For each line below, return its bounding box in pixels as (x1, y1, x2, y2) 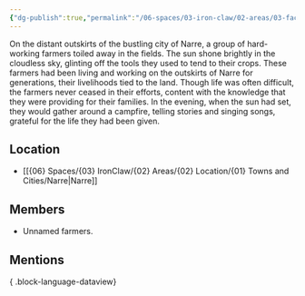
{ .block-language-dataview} (9, 276, 117, 287)
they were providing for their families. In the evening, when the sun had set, (9, 96, 292, 107)
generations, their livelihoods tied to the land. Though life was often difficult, (9, 76, 295, 87)
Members (9, 202, 65, 217)
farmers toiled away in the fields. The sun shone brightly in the (41, 47, 276, 59)
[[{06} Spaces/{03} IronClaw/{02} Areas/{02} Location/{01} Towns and (22, 165, 290, 177)
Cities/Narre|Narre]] (22, 175, 98, 186)
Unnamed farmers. (22, 226, 93, 237)
